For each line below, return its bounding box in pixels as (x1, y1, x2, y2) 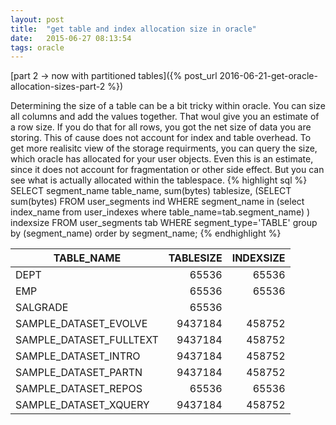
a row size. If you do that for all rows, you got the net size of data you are (10, 121, 312, 133)
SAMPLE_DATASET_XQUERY (15, 398, 150, 412)
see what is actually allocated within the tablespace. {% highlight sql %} (10, 174, 308, 186)
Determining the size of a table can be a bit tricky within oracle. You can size (10, 100, 326, 112)
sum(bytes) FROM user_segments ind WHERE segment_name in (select (10, 196, 305, 208)
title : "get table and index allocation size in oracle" (10, 24, 257, 34)
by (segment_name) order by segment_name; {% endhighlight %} (10, 227, 282, 240)
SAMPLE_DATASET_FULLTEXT (15, 333, 159, 347)
